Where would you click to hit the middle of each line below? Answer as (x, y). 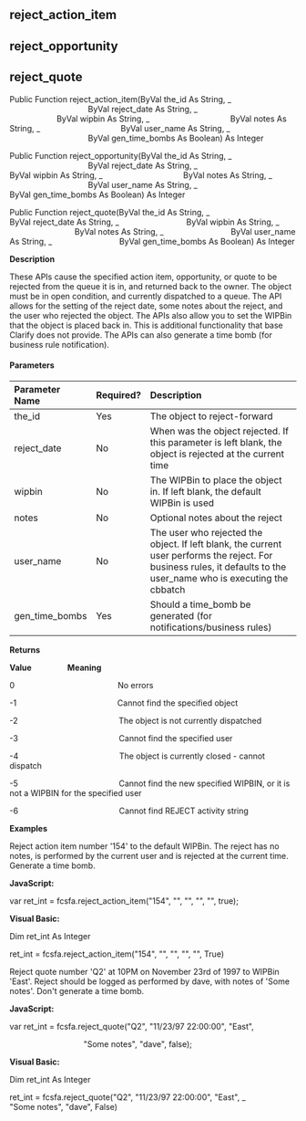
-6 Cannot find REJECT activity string (129, 811)
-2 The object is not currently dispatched (136, 720)
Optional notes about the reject (216, 518)
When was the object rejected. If (219, 431)
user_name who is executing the (219, 578)
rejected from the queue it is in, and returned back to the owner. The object (151, 286)
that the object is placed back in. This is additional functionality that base (147, 325)
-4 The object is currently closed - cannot (138, 756)
